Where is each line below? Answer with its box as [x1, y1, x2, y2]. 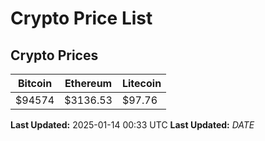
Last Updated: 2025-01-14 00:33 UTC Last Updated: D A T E [10, 119, 255, 131]
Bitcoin [17, 77, 53, 90]
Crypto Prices [10, 47, 99, 64]
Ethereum [64, 77, 113, 90]
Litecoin [121, 77, 162, 90]
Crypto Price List [10, 7, 153, 30]
